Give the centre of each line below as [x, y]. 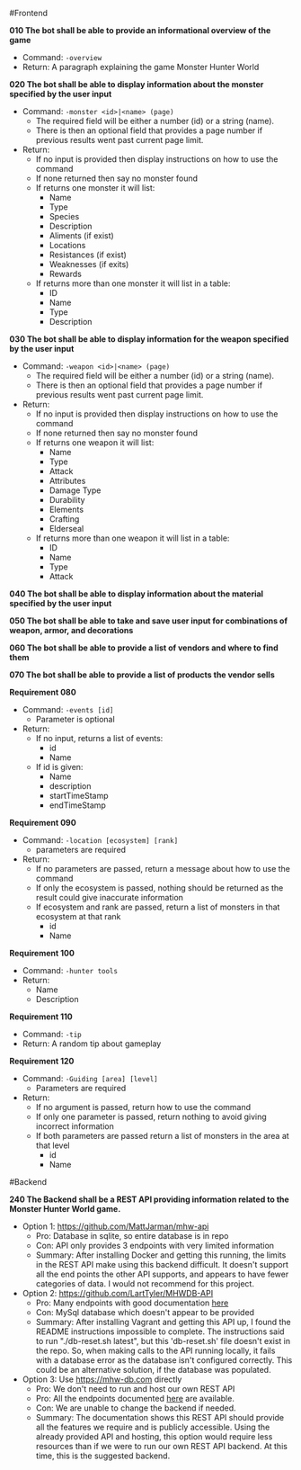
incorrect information [75, 1126]
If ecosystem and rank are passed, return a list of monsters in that [158, 907]
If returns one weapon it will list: [95, 443]
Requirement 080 [43, 692]
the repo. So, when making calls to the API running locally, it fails [155, 1350]
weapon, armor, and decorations [71, 630]
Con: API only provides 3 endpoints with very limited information [155, 1246]
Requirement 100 [42, 953]
